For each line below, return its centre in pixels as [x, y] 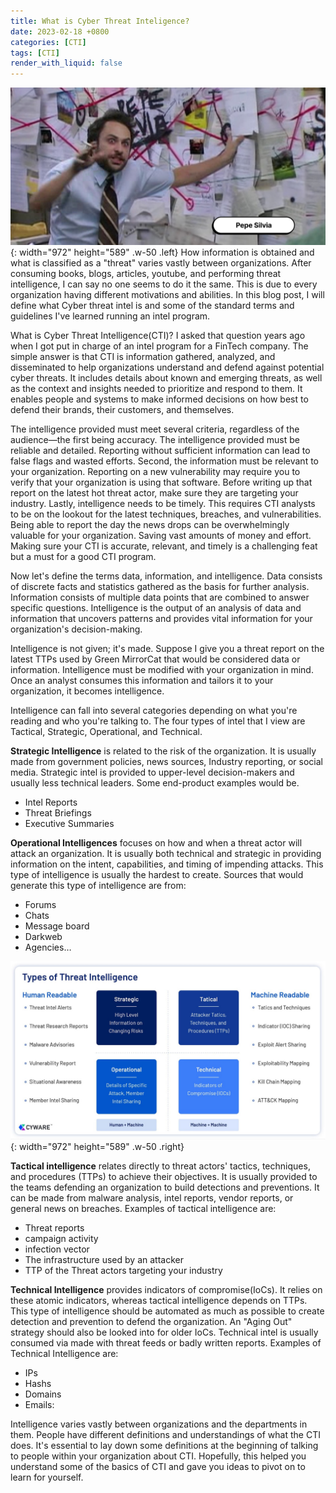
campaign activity [61, 1238]
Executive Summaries [69, 824]
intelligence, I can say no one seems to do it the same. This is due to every [164, 284]
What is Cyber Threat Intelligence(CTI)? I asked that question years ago [158, 336]
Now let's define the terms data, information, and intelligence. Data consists [166, 576]
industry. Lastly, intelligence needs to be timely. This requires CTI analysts [163, 504]
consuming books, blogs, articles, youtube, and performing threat [146, 274]
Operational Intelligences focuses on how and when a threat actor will [156, 843]
